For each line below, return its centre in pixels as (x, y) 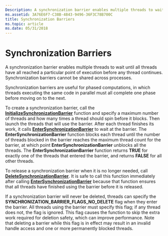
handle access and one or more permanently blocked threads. (69, 228)
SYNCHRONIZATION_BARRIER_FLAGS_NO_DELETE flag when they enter (81, 202)
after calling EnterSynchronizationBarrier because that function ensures (80, 181)
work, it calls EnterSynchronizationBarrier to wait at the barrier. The (76, 129)
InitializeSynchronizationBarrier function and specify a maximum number (82, 113)
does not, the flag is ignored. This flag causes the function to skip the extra (82, 212)
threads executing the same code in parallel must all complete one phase (80, 93)
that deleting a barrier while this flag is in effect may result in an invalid (78, 223)
